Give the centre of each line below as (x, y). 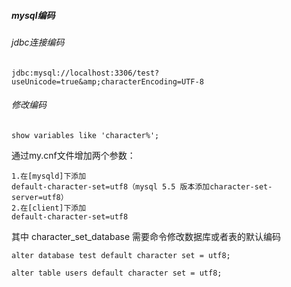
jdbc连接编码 (38, 42)
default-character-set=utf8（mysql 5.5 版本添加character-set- (142, 186)
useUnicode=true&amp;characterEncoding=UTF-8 (107, 81)
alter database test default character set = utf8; (121, 255)
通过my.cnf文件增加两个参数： (73, 155)
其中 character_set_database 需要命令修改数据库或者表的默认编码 (146, 236)
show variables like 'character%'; (85, 135)
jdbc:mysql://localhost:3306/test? (85, 73)
